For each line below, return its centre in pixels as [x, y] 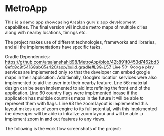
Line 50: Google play [133, 67]
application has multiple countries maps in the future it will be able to [74, 98]
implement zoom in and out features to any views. [55, 119]
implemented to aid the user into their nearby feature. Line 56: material [76, 82]
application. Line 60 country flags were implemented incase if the [71, 93]
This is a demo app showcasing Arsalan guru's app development [70, 22]
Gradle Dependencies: [28, 56]
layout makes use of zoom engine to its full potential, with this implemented [81, 109]
